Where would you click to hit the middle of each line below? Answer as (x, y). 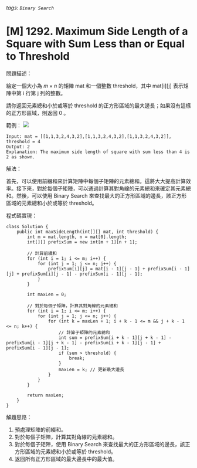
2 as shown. (21, 157)
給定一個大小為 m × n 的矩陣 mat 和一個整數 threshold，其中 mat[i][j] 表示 (95, 86)
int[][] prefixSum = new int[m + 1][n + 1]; (82, 242)
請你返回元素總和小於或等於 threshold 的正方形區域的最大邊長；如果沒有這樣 (98, 106)
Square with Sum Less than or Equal (96, 44)
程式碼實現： (21, 215)
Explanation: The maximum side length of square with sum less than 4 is (98, 152)
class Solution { (27, 226)
